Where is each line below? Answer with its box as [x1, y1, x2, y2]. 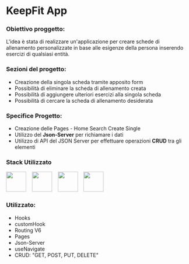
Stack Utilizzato [6, 158, 52, 166]
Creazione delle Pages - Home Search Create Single [14, 125, 141, 132]
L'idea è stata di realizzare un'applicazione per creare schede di [6, 38, 160, 45]
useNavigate [14, 245, 45, 252]
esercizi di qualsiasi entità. [6, 51, 70, 58]
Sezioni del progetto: [6, 65, 66, 74]
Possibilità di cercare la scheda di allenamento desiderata [14, 97, 153, 104]
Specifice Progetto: [6, 112, 62, 120]
